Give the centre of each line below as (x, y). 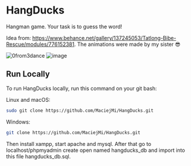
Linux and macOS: (28, 99)
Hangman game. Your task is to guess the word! (64, 26)
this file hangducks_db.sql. (38, 156)
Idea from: (19, 38)
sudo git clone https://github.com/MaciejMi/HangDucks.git (80, 110)
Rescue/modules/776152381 (40, 44)
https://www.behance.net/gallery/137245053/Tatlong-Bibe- (104, 38)
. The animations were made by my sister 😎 (128, 44)
